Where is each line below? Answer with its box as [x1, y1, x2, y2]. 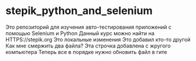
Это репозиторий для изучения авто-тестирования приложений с [5, 23, 172, 30]
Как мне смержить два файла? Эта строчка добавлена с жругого [5, 42, 171, 49]
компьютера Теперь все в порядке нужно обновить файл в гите [5, 48, 168, 55]
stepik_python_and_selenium [5, 4, 153, 18]
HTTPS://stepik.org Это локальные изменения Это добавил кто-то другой [5, 36, 191, 43]
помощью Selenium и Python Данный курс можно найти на [5, 29, 155, 36]
